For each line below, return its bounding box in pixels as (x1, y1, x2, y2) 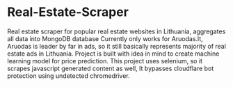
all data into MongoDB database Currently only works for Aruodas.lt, (7, 34, 203, 42)
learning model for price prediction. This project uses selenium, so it (7, 56, 203, 65)
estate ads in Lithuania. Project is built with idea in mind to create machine (7, 49, 220, 58)
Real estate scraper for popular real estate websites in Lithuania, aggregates (7, 27, 226, 35)
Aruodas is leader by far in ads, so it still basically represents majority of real (7, 42, 226, 50)
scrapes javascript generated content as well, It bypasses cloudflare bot (7, 64, 214, 72)
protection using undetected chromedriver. (7, 71, 130, 80)
